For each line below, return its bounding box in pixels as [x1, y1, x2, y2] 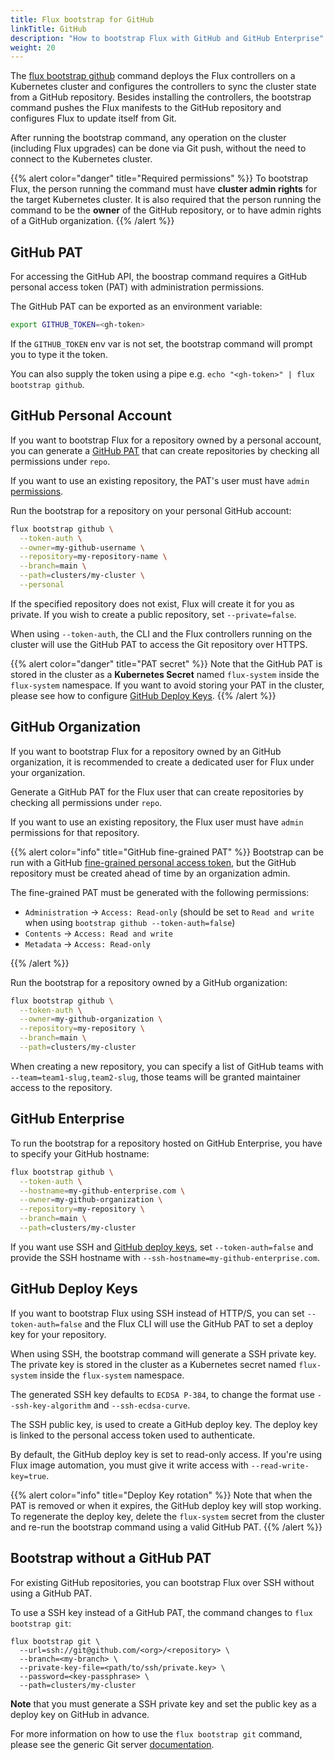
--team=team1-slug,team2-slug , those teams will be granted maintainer [10, 1071, 302, 1083]
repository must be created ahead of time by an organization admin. [10, 867, 291, 879]
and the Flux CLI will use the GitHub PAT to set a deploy [84, 1317, 314, 1330]
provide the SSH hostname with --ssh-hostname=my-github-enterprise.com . [10, 1251, 320, 1263]
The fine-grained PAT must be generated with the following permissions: [10, 886, 310, 898]
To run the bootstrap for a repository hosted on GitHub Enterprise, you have [10, 1137, 323, 1149]
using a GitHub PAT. [10, 1587, 93, 1599]
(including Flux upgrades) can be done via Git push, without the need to [10, 142, 307, 155]
